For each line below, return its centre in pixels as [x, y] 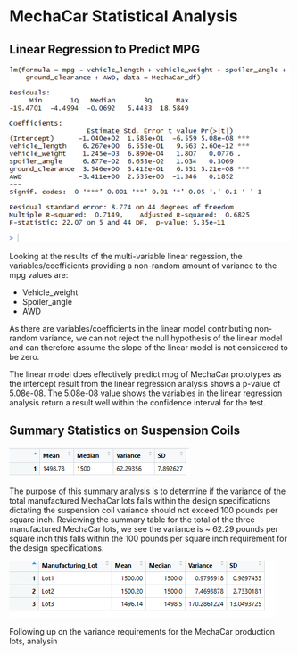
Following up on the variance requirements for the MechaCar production [142, 631]
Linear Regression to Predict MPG [105, 49]
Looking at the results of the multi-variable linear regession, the [126, 256]
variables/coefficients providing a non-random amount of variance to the [143, 266]
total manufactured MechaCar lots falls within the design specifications [140, 500]
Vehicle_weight [50, 292]
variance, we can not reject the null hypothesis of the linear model [161, 338]
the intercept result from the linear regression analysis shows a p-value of [145, 383]
